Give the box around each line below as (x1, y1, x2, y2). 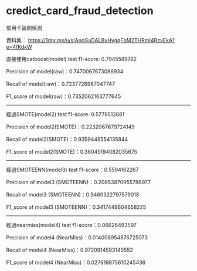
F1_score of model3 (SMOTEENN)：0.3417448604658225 (6, 204, 147, 211)
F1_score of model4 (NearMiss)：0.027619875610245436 (6, 259, 146, 266)
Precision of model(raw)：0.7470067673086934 (6, 67, 124, 74)
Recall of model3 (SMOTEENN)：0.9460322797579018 (6, 191, 140, 198)
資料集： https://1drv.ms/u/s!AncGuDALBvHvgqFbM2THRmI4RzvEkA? (6, 36, 175, 43)
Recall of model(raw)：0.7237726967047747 (6, 80, 116, 87)
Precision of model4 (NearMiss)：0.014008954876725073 (6, 233, 148, 241)
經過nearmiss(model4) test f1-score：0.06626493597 (6, 221, 137, 228)
